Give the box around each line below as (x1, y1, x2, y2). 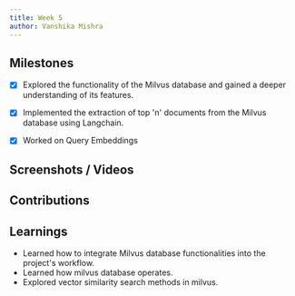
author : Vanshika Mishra (9, 22, 103, 31)
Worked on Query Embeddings (22, 135, 139, 146)
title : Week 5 (9, 13, 64, 23)
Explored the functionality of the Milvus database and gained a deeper (22, 79, 287, 91)
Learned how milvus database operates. (22, 267, 173, 278)
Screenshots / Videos (9, 162, 134, 177)
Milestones (9, 55, 74, 71)
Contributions (9, 192, 90, 209)
